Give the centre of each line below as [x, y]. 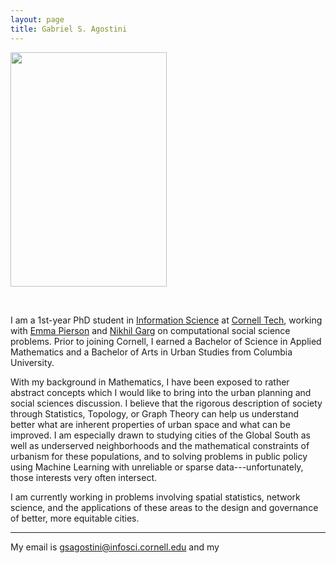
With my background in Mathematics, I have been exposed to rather [150, 382]
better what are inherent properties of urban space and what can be [150, 424]
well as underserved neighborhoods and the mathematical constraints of [160, 445]
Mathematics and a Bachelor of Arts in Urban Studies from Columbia [151, 352]
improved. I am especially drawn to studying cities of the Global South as [160, 435]
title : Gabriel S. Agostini [69, 29]
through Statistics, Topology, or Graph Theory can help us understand [155, 413]
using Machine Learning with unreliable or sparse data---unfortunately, [157, 467]
